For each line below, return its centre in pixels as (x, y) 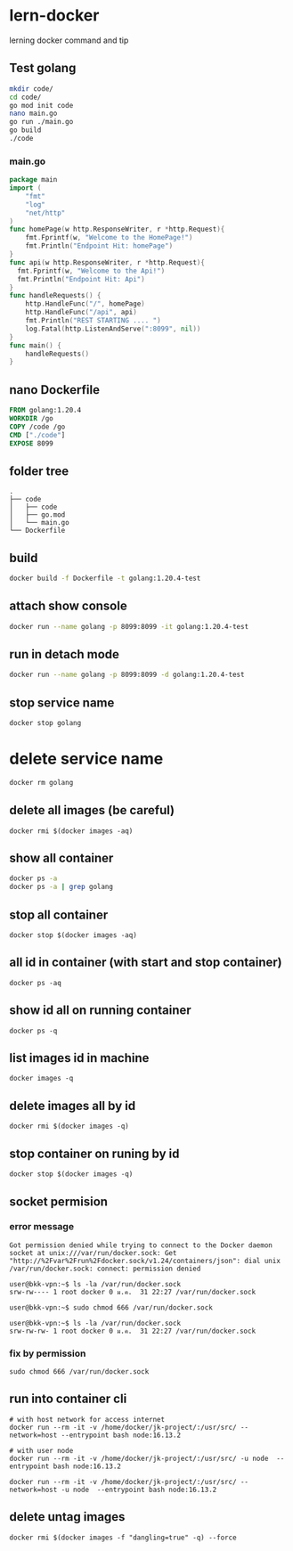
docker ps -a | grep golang (61, 887)
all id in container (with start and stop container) (146, 963)
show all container (61, 858)
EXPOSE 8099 (31, 443)
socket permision (59, 1201)
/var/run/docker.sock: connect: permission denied (105, 1269)
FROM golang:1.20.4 (45, 411)
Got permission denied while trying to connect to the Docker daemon (141, 1245)
